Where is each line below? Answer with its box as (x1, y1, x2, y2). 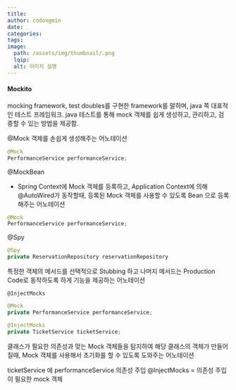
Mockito (7, 85, 32, 93)
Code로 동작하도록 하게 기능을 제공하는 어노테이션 (7, 276, 146, 285)
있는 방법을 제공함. (27, 119, 79, 127)
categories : (7, 30, 42, 37)
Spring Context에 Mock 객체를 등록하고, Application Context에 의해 (17, 182, 208, 191)
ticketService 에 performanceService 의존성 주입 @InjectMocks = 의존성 (7, 365, 214, 374)
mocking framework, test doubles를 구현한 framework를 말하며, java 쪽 (7, 101, 210, 110)
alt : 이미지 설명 (13, 63, 57, 70)
